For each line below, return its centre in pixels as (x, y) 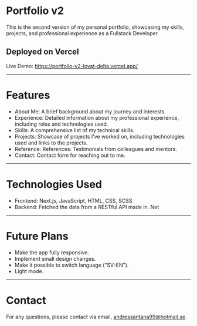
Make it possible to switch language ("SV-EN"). (72, 265)
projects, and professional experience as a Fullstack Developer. (83, 33)
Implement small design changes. (55, 258)
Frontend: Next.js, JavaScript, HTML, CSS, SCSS (73, 200)
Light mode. (29, 271)
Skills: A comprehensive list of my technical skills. (74, 130)
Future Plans (37, 236)
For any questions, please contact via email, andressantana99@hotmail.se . (96, 317)
